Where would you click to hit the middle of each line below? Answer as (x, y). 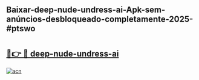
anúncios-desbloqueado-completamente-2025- (100, 20)
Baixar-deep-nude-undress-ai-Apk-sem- (86, 10)
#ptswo (21, 29)
